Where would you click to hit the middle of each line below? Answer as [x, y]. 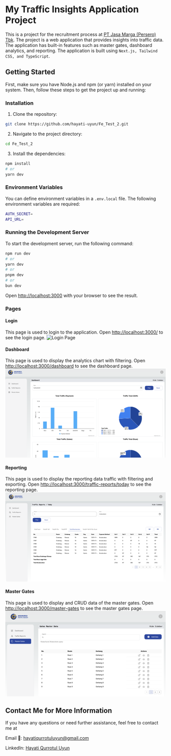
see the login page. [25, 338]
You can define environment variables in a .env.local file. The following [81, 198]
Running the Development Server [47, 232]
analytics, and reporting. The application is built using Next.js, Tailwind [81, 51]
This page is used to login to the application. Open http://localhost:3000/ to [84, 332]
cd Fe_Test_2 [19, 144]
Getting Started [30, 72]
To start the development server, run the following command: [69, 243]
